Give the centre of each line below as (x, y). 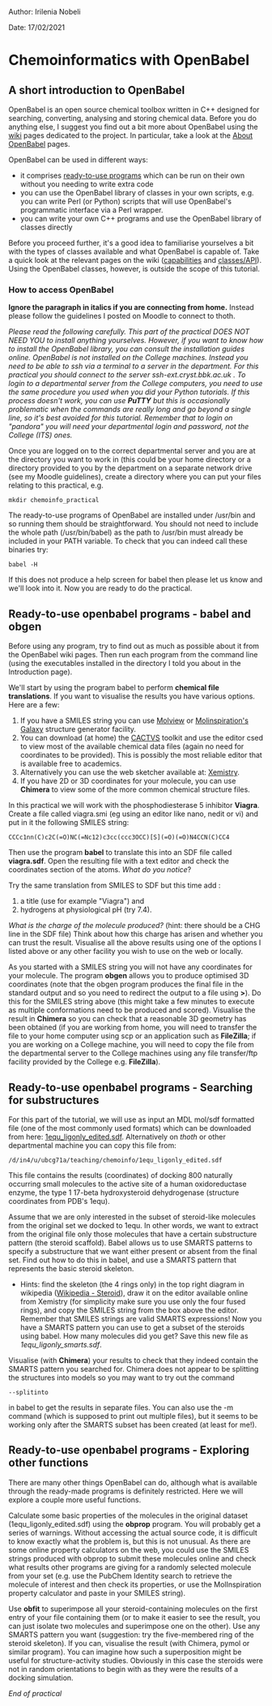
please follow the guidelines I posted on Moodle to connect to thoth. (122, 316)
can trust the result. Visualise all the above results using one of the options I (135, 943)
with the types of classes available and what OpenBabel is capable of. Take (134, 251)
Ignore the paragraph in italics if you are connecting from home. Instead (132, 307)
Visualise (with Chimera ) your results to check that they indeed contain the (134, 1360)
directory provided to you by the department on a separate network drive (130, 468)
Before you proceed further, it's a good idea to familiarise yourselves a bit (131, 243)
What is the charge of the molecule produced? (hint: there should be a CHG (134, 926)
